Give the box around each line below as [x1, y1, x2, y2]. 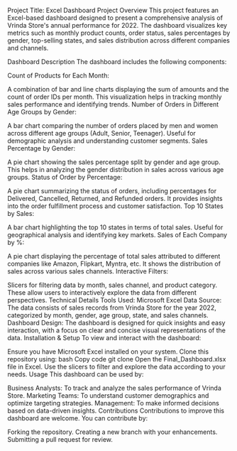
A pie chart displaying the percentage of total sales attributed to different [7, 252, 221, 260]
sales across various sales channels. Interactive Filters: [7, 267, 169, 276]
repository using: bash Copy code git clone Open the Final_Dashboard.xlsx [7, 355, 226, 363]
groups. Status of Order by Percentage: [7, 173, 123, 181]
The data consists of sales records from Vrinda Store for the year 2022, [7, 303, 216, 312]
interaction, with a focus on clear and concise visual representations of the [7, 326, 226, 335]
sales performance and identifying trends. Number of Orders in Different [7, 100, 219, 109]
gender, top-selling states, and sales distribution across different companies [7, 36, 231, 45]
